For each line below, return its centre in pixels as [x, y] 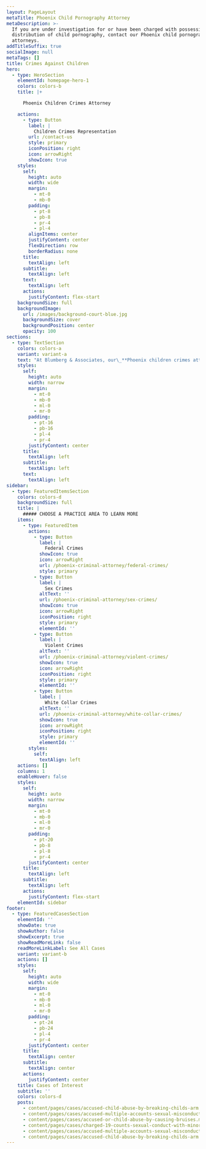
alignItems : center [53, 234]
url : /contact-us [50, 137]
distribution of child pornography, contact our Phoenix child [94, 35]
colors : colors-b [40, 87]
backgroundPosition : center [59, 326]
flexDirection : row [53, 246]
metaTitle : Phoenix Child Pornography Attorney [68, 18]
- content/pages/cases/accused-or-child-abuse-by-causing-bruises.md [113, 1120]
